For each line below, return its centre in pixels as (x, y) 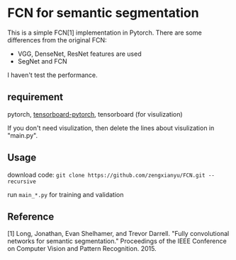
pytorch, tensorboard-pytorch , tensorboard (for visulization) (95, 114)
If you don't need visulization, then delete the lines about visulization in (111, 128)
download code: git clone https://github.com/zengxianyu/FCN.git (106, 175)
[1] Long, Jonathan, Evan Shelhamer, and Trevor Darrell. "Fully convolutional (118, 234)
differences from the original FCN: (57, 40)
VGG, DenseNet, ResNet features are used (79, 54)
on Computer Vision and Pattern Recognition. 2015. (82, 249)
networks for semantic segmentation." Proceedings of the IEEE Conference (117, 241)
